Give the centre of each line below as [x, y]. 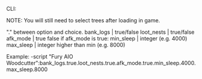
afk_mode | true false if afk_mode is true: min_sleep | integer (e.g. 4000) [97, 38]
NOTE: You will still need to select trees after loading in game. [83, 20]
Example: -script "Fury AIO [40, 56]
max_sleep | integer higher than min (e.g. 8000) [66, 45]
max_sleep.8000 [27, 69]
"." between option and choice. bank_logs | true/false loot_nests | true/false [100, 32]
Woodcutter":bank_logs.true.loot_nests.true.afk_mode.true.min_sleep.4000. [101, 63]
